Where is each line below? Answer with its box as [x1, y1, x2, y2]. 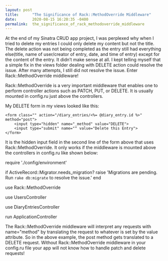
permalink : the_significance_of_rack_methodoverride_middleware [5, 21, 144, 27]
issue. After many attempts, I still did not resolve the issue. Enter [5, 68, 138, 74]
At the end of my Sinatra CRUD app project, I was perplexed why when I [5, 35, 154, 41]
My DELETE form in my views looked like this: [5, 103, 99, 109]
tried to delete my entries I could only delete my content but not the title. [5, 41, 154, 47]
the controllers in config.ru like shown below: [5, 150, 98, 156]
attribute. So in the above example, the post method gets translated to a [5, 234, 153, 240]
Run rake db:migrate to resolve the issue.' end [5, 175, 101, 181]
